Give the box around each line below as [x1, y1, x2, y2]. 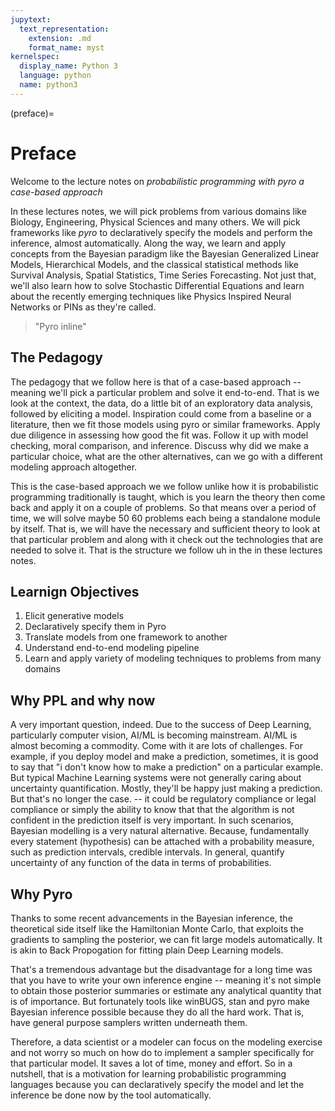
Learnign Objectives [10, 583, 140, 600]
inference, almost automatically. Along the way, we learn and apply [10, 237, 287, 249]
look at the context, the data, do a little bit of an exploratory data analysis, [10, 397, 314, 409]
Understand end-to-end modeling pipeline [24, 642, 200, 654]
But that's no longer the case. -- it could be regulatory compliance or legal [10, 793, 317, 805]
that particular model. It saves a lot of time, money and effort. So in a [10, 1057, 293, 1069]
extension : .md [28, 33, 92, 43]
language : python [19, 71, 92, 81]
